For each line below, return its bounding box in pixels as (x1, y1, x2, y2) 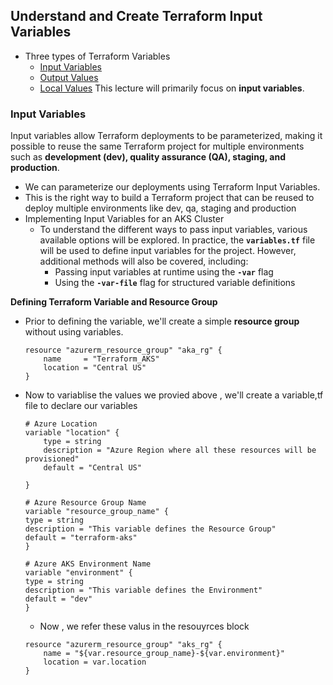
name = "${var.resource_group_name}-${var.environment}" (43, 649, 286, 659)
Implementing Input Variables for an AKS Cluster (24, 213, 225, 225)
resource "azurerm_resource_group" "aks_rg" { (24, 640, 223, 650)
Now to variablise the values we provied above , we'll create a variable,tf (24, 389, 324, 401)
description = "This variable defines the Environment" (24, 585, 263, 596)
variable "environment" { (24, 568, 133, 578)
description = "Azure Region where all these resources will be (43, 445, 317, 456)
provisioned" (24, 454, 80, 464)
